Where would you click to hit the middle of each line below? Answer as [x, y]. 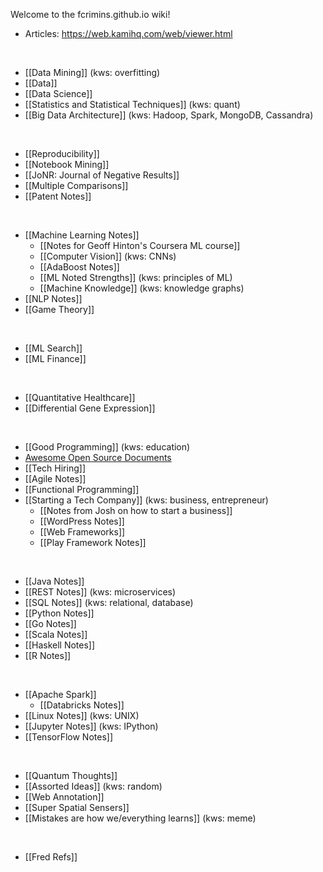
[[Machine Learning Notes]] [82, 235]
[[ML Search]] [53, 348]
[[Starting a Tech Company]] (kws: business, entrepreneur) [146, 500]
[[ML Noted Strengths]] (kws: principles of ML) [136, 277]
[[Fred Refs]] [51, 857]
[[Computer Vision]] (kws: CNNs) [108, 256]
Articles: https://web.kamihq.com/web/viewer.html [128, 33]
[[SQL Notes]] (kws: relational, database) [109, 602]
